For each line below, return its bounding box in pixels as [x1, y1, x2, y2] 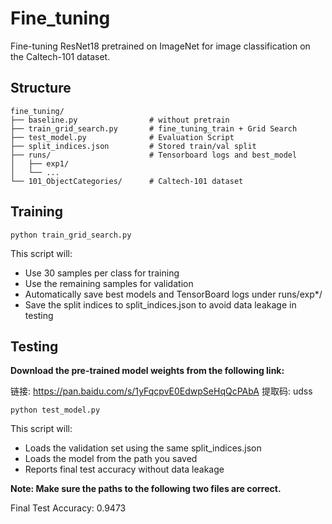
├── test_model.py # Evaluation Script [10, 132, 235, 142]
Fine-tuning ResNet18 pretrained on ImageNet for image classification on [10, 40, 311, 52]
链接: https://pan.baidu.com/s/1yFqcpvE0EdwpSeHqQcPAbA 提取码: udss [10, 385, 313, 397]
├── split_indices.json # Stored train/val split [10, 141, 257, 151]
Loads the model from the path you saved [24, 453, 198, 465]
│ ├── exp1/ [10, 158, 70, 169]
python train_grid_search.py [10, 230, 132, 240]
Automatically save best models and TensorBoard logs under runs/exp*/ [24, 288, 323, 300]
